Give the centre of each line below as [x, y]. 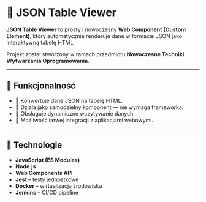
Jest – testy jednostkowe [47, 179]
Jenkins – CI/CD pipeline [47, 192]
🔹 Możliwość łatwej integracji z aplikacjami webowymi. [84, 120]
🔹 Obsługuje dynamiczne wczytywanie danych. [75, 113]
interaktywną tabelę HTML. [41, 42]
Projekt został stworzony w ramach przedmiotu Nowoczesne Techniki [95, 54]
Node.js [25, 166]
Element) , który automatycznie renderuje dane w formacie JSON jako [94, 36]
